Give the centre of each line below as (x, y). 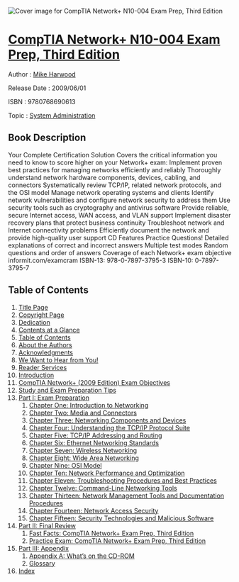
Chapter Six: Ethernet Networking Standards (94, 442)
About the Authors (45, 345)
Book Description (47, 138)
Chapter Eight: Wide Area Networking (84, 458)
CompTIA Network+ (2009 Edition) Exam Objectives (94, 382)
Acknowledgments (46, 352)
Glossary (42, 563)
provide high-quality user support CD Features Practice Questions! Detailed (118, 237)
